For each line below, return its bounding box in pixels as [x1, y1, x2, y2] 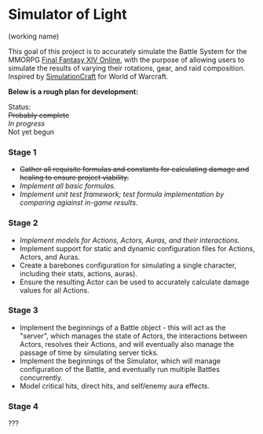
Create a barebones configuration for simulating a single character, [19, 261, 237, 270]
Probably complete [8, 110, 70, 119]
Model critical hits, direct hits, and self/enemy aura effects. [19, 381, 210, 390]
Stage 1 [8, 147, 37, 158]
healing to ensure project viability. [19, 173, 130, 182]
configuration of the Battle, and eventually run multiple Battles [19, 364, 220, 374]
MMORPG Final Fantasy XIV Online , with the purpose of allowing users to [8, 55, 245, 64]
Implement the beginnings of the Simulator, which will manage [19, 356, 221, 366]
